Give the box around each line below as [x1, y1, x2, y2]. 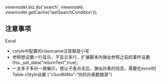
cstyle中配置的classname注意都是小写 [12, 48, 90, 54]
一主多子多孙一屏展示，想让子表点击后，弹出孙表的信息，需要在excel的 [12, 65, 157, 71]
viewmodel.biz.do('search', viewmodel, [5, 4, 84, 10]
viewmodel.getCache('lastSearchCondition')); [5, 9, 98, 15]
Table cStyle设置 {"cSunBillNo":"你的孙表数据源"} [12, 71, 112, 77]
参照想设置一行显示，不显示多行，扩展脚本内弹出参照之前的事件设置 [12, 54, 150, 60]
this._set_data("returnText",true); [12, 60, 78, 65]
